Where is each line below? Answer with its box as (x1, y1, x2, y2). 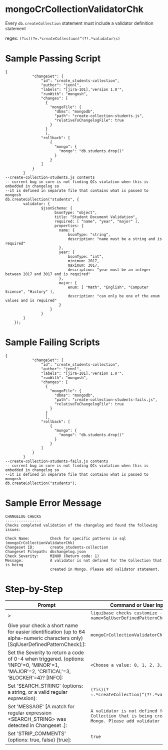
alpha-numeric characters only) (7, 634, 83, 641)
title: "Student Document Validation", (54, 215, 137, 220)
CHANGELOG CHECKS (5, 514, 41, 519)
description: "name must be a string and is (67, 236, 162, 242)
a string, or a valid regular (7, 688, 68, 695)
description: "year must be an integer (67, 267, 151, 272)
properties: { (54, 223, 84, 228)
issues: (5, 527, 21, 532)
